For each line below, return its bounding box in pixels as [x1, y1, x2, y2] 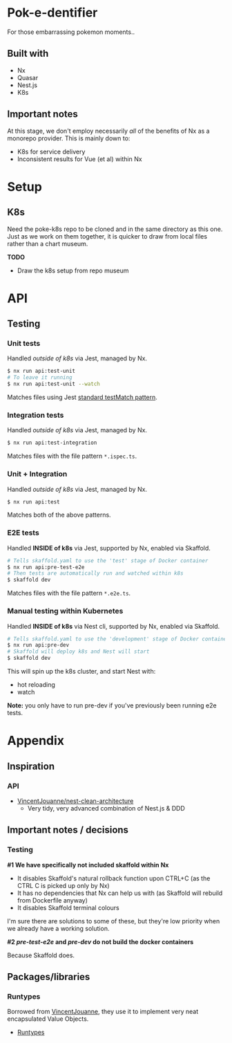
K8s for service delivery [17, 147, 86, 156]
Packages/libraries [7, 970, 90, 983]
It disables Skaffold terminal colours [17, 903, 119, 912]
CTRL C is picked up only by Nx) [17, 881, 110, 889]
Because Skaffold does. [7, 951, 75, 959]
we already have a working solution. [7, 924, 110, 932]
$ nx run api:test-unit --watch [7, 380, 100, 388]
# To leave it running [7, 374, 72, 381]
